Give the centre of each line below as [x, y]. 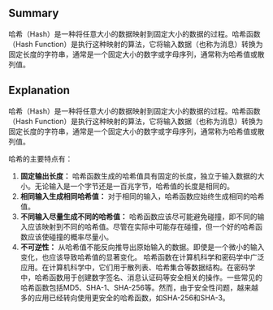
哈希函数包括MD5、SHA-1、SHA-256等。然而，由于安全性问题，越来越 [139, 287]
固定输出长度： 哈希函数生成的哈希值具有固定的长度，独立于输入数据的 [139, 176]
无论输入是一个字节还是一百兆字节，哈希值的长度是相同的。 [134, 186]
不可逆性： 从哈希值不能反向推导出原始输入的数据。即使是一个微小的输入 [142, 247]
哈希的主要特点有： [41, 158]
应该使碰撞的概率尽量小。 [70, 237]
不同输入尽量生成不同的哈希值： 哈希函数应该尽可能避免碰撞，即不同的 [139, 216]
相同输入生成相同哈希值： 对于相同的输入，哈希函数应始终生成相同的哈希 [142, 196]
